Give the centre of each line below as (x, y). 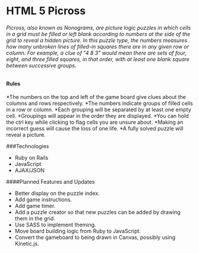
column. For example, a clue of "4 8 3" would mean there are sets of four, (97, 53)
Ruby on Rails (31, 158)
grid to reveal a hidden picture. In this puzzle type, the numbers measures (97, 40)
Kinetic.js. (27, 244)
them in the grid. (35, 218)
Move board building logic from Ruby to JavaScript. (78, 231)
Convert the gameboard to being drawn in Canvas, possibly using (95, 237)
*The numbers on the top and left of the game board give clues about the (96, 97)
